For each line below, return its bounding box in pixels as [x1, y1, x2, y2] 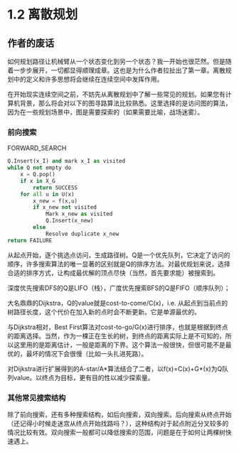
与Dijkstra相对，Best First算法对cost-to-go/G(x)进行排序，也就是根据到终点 [7, 323, 228, 331]
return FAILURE [7, 237, 53, 244]
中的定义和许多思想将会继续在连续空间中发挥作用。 [13, 75, 164, 83]
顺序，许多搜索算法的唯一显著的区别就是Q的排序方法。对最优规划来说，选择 [7, 259, 230, 268]
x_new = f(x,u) [33, 197, 78, 205]
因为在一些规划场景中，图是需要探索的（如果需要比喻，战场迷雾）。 [7, 108, 204, 116]
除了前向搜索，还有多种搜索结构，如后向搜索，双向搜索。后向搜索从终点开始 [7, 410, 232, 419]
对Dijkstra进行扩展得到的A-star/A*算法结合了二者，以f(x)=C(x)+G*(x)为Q [7, 364, 223, 373]
